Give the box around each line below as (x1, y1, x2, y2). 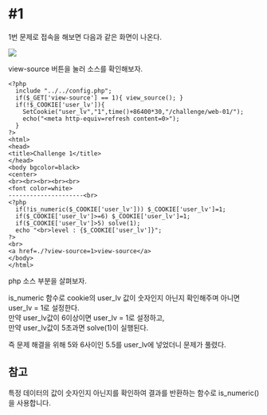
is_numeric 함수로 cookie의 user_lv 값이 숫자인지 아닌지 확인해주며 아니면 (8, 292, 241, 303)
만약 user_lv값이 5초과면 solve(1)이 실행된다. (8, 323, 149, 332)
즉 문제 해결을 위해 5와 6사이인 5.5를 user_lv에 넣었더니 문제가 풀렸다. (8, 339, 226, 349)
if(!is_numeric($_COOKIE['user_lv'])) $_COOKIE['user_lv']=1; (15, 205, 226, 213)
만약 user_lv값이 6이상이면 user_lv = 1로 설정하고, (8, 312, 165, 323)
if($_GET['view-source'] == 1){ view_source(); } (15, 93, 183, 102)
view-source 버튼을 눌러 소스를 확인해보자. (8, 64, 143, 73)
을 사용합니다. (8, 397, 52, 407)
